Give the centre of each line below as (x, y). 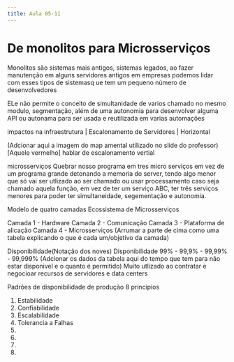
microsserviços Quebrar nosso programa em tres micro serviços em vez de (116, 166)
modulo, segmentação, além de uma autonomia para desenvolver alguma (113, 111)
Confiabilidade (38, 308)
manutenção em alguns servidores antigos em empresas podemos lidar (110, 75)
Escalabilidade (38, 315)
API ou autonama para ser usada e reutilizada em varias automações (106, 118)
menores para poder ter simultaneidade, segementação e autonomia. (107, 195)
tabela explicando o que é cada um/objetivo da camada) (88, 237)
